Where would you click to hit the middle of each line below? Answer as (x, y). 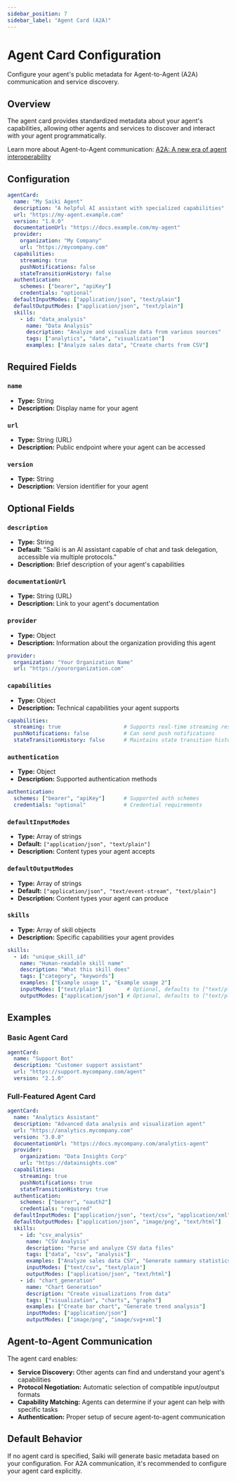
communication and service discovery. (63, 82)
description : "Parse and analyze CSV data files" (100, 1248)
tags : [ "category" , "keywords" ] (67, 977)
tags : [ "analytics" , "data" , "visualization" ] (95, 339)
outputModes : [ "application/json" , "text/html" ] (98, 1274)
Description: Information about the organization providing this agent (117, 642)
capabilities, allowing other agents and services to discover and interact (111, 128)
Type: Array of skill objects (57, 929)
